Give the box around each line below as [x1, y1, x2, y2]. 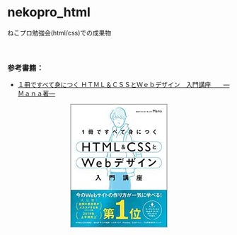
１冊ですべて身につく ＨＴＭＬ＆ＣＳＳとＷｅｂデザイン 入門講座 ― [17, 81, 230, 89]
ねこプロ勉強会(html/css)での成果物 [7, 28, 112, 37]
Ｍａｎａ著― [17, 89, 55, 98]
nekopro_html [7, 4, 91, 21]
